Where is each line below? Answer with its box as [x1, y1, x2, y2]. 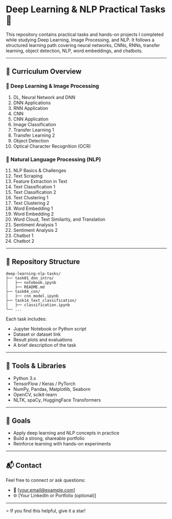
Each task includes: [6, 316, 47, 322]
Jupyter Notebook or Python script [13, 325, 87, 332]
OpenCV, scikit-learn [13, 391, 57, 397]
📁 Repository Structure [6, 257, 80, 266]
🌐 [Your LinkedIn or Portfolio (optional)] [13, 492, 96, 499]
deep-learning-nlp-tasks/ [6, 271, 61, 276]
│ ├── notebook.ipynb [6, 280, 57, 285]
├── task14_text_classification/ [6, 298, 77, 303]
